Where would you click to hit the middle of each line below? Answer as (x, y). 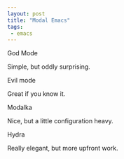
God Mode (23, 53)
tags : (15, 27)
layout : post (26, 14)
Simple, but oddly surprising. (49, 67)
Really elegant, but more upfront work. (63, 148)
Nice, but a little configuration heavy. (60, 121)
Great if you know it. (36, 94)
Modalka (20, 108)
